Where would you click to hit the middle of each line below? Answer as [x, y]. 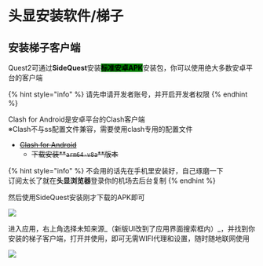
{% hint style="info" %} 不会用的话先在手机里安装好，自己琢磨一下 [116, 171]
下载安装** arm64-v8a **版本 [75, 154]
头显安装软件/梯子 [66, 16]
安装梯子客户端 [44, 47]
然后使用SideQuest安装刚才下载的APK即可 [77, 197]
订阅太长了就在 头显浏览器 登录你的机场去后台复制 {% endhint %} [112, 180]
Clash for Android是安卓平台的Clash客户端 [77, 119]
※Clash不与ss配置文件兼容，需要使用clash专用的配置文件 [100, 129]
